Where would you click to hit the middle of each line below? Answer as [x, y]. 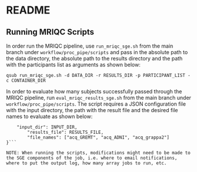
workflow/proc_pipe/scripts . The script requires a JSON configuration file [96, 104]
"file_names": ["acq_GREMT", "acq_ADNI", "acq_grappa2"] [98, 137]
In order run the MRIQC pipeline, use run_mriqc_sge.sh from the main [90, 46]
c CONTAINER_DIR [26, 80]
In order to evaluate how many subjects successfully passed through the [94, 91]
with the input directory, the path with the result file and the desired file [92, 110]
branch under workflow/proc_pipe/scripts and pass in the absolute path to [97, 52]
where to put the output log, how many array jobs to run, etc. [86, 163]
